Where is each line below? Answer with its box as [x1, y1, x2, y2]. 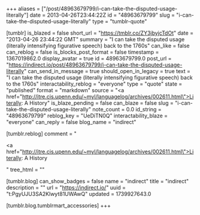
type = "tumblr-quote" [92, 18, 147, 25]
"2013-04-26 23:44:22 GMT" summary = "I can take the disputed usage [6, 36, 185, 43]
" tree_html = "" [6, 166, 45, 173]
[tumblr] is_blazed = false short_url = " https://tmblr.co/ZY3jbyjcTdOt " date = [6, 29, 193, 37]
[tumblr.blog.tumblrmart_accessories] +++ [6, 202, 111, 209]
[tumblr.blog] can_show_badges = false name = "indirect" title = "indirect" [6, 178, 189, 184]
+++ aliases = [6, 5, 41, 12]
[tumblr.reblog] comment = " [6, 130, 77, 137]
